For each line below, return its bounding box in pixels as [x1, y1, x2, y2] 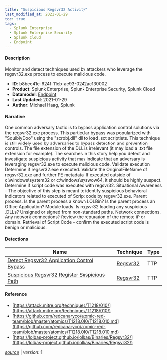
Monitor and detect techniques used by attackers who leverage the [5, 66, 143, 72]
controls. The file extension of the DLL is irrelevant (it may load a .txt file [5, 145, 153, 151]
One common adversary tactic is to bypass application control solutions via [5, 125, 159, 131]
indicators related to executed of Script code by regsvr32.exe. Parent [5, 193, 147, 199]
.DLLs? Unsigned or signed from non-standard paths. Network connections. [5, 209, 161, 215]
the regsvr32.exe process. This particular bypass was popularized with [5, 130, 151, 136]
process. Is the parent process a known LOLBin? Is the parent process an [5, 198, 155, 204]
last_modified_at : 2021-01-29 [5, 12, 68, 17]
